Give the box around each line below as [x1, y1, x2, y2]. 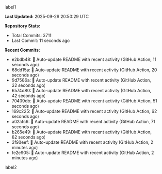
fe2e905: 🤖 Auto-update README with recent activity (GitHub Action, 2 [11, 150, 154, 155]
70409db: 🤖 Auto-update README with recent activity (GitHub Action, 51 [11, 98, 157, 104]
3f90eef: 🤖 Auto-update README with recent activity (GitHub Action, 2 [11, 139, 154, 145]
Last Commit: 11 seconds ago [11, 38, 70, 43]
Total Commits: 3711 [11, 33, 52, 38]
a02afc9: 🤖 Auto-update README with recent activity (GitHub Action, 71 [11, 119, 156, 124]
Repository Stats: [4, 23, 41, 29]
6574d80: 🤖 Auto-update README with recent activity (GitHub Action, [11, 88, 151, 93]
